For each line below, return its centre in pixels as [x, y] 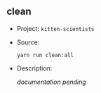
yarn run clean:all [45, 55]
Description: [34, 68]
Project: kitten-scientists [55, 28]
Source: [28, 42]
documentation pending [52, 82]
